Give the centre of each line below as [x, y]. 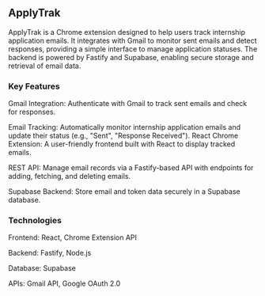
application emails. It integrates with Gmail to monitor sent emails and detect [132, 40]
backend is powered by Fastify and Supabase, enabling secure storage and [131, 57]
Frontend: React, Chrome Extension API [72, 237]
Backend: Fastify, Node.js [50, 253]
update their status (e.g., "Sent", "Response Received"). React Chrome [123, 136]
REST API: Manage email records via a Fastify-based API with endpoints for [131, 168]
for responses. [32, 112]
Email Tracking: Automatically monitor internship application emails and [125, 127]
